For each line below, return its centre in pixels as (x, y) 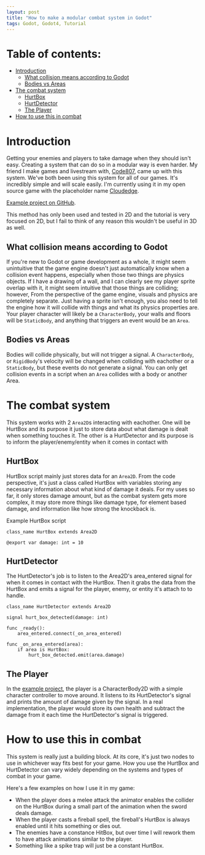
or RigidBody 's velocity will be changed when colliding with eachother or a (100, 361)
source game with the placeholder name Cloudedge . (73, 191)
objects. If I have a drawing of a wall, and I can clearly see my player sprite (101, 281)
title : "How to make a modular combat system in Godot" (79, 18)
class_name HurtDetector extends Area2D (59, 607)
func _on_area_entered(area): (45, 644)
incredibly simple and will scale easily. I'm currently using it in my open (96, 184)
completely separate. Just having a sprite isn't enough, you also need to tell (102, 301)
